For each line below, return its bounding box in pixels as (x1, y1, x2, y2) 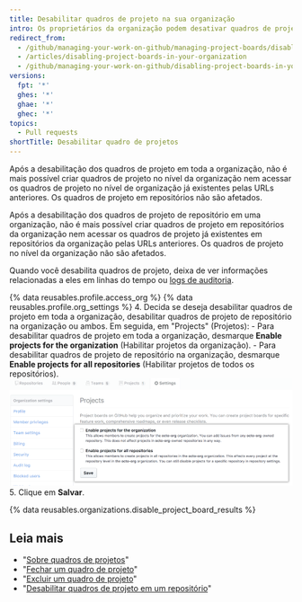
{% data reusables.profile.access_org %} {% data (9, 292, 193, 303)
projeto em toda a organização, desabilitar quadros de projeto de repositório (9, 311, 292, 322)
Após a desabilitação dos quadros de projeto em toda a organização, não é (9, 164, 288, 174)
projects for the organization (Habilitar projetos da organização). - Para (9, 340, 277, 350)
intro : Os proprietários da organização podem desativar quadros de (9, 23, 271, 33)
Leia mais (9, 530, 65, 545)
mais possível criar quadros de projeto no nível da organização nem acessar (9, 173, 292, 183)
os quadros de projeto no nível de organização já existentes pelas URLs (9, 182, 274, 193)
